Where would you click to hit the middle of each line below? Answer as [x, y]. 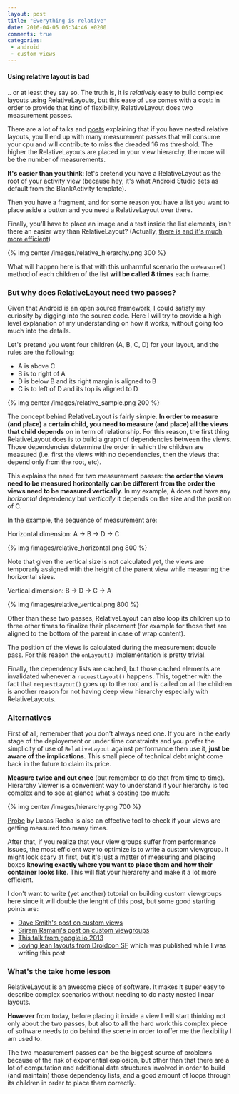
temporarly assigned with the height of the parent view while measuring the [119, 569]
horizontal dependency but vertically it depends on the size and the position [119, 499]
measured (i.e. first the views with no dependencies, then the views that [113, 455]
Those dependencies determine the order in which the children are [106, 447]
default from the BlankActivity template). [67, 189]
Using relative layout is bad [49, 76]
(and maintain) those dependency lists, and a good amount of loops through [119, 1075]
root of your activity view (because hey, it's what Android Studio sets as [113, 181]
